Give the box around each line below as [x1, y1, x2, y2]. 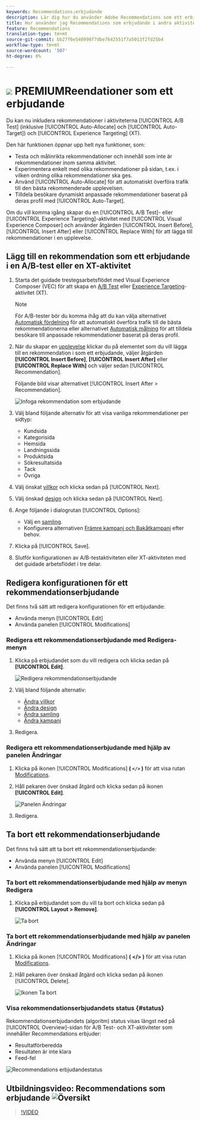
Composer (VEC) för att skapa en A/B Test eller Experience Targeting [14, 283, 185, 290]
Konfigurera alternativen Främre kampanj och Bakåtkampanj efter [23, 524, 185, 532]
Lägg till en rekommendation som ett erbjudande [6, 251, 190, 261]
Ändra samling [23, 711, 60, 718]
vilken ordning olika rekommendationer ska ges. [14, 172, 133, 179]
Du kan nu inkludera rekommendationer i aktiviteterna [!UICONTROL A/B [6, 117, 184, 124]
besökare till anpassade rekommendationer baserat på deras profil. [14, 331, 180, 338]
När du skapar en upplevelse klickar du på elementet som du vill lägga [14, 343, 187, 350]
